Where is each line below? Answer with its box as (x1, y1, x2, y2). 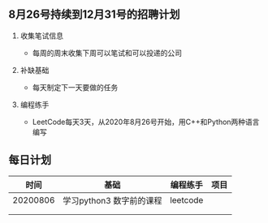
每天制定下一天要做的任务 (32, 82, 119, 92)
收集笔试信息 (19, 31, 63, 41)
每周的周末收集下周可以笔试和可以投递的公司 (32, 48, 183, 58)
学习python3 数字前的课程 (63, 195, 162, 206)
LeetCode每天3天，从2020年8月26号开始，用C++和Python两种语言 (32, 117, 260, 127)
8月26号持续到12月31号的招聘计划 (8, 7, 180, 22)
